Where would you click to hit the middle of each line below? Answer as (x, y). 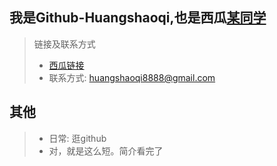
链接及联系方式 (64, 44)
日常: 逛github (77, 138)
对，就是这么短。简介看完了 (106, 150)
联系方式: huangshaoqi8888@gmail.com (132, 77)
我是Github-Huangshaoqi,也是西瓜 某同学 (138, 18)
